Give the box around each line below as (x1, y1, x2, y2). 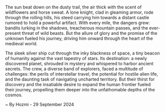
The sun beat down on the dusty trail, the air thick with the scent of (5, 4, 142, 10)
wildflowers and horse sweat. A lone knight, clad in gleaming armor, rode (5, 9, 154, 15)
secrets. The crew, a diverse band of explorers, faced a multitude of (5, 66, 143, 72)
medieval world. (5, 41, 38, 46)
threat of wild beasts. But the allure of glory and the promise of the (22, 30, 158, 36)
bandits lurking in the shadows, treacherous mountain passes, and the (5, 25, 148, 31)
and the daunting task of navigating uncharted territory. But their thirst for (5, 76, 155, 82)
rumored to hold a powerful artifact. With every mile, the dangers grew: (5, 20, 150, 26)
